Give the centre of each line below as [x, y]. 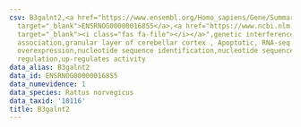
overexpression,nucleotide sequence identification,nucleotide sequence [156, 51]
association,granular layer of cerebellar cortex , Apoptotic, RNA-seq [154, 42]
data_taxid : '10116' [48, 101]
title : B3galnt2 [39, 109]
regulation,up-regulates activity [82, 59]
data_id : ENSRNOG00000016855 [64, 76]
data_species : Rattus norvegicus [72, 92]
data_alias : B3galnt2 [50, 68]
